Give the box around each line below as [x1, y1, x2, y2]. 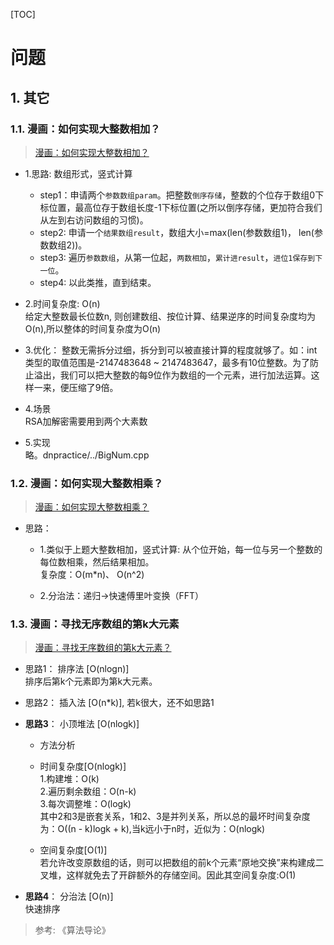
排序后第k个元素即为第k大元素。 [24, 675, 158, 688]
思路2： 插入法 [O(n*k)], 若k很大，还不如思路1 [24, 697, 215, 709]
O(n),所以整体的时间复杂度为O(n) [24, 322, 162, 334]
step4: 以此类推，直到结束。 [39, 276, 157, 288]
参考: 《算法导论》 [34, 924, 111, 936]
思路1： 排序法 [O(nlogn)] [24, 663, 130, 675]
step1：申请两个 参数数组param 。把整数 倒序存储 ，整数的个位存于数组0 [39, 189, 316, 201]
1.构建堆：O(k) [39, 773, 100, 785]
